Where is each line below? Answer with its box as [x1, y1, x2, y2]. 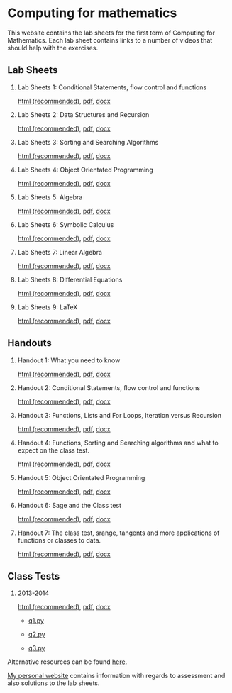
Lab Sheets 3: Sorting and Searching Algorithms [17, 138, 159, 146]
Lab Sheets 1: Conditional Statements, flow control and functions [17, 83, 207, 92]
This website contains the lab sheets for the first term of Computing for [7, 28, 215, 37]
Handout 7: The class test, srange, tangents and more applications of [17, 528, 220, 537]
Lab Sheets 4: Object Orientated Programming [17, 165, 154, 174]
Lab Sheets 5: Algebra [17, 193, 83, 201]
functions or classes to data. [17, 536, 101, 544]
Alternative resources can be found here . [7, 658, 128, 666]
